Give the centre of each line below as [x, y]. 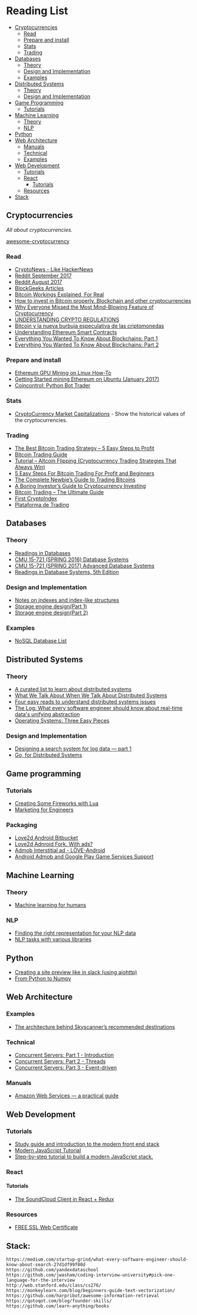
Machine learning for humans [50, 905]
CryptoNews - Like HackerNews [54, 270]
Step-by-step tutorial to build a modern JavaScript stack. [84, 1157]
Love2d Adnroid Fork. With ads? [54, 844]
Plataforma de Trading [42, 504]
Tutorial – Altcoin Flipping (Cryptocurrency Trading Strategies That [96, 461]
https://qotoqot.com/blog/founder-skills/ [59, 1301]
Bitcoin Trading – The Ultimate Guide [59, 492]
